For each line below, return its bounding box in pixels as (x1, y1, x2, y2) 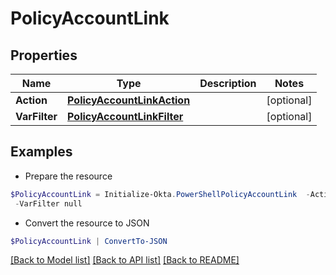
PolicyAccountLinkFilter (67, 110, 184, 123)
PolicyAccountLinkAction (67, 93, 191, 107)
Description (199, 77, 257, 90)
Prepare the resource (24, 170, 113, 182)
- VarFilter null (14, 198, 83, 209)
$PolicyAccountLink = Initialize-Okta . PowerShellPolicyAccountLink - (10, 189, 311, 199)
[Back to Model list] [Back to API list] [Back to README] (10, 254, 240, 266)
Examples (10, 143, 73, 161)
